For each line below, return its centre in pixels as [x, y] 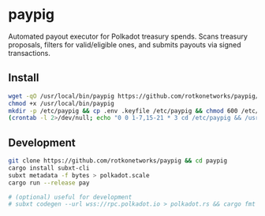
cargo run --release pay [49, 183]
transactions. [30, 53]
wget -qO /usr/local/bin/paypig [61, 96]
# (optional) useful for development [70, 197]
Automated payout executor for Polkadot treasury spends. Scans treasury [128, 36]
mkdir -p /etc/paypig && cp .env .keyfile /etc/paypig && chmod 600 [123, 111]
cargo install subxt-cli [49, 168]
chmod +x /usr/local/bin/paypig [61, 103]
